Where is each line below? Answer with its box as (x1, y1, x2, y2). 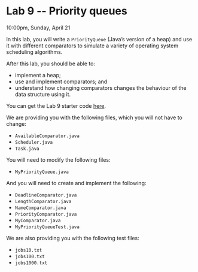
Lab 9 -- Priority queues (6, 4, 127, 18)
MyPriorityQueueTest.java (14, 223, 80, 230)
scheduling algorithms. (6, 48, 63, 55)
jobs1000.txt (14, 259, 48, 266)
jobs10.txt (14, 247, 42, 253)
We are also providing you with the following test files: (6, 234, 139, 241)
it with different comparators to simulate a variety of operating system (6, 42, 178, 49)
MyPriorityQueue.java (14, 169, 69, 175)
